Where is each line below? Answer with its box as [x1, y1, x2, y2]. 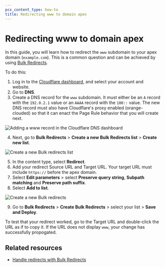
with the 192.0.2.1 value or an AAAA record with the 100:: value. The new [12, 100, 160, 106]
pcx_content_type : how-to [5, 7, 58, 12]
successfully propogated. [5, 230, 57, 235]
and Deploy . [12, 209, 38, 215]
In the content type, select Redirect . [12, 159, 86, 165]
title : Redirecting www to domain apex [5, 12, 87, 17]
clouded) [12, 110, 31, 116]
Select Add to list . [12, 185, 49, 191]
